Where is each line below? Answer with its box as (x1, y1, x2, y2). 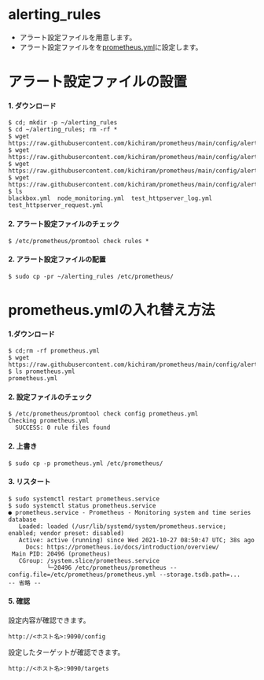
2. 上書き (8, 441, 38, 450)
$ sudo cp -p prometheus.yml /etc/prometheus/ (8, 459, 163, 468)
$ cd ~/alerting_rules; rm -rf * (8, 126, 118, 134)
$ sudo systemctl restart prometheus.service (8, 494, 159, 503)
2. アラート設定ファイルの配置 (8, 254, 106, 264)
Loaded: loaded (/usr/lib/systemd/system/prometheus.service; (18, 522, 226, 530)
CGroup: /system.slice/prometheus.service (18, 556, 159, 564)
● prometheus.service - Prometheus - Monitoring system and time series (8, 508, 251, 516)
